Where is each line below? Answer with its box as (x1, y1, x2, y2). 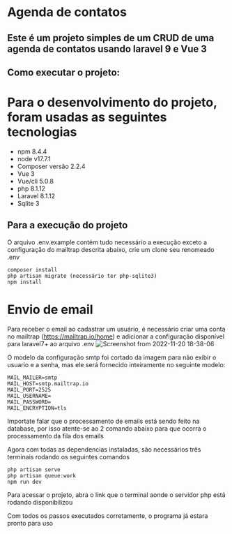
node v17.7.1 (17, 154, 51, 163)
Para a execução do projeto (7, 219, 128, 231)
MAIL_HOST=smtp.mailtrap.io (7, 380, 89, 387)
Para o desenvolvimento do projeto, (7, 95, 217, 110)
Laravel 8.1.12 (17, 191, 56, 200)
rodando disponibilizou (7, 498, 73, 506)
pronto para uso (7, 519, 54, 527)
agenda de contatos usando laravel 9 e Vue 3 (7, 43, 208, 54)
